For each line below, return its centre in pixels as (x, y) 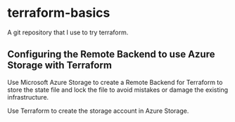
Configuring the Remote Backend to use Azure (111, 54)
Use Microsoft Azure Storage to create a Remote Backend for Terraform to (115, 82)
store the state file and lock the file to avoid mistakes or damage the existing (118, 90)
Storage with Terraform (60, 66)
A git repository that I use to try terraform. (68, 32)
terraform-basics (59, 13)
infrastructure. (28, 97)
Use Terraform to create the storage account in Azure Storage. (98, 111)
